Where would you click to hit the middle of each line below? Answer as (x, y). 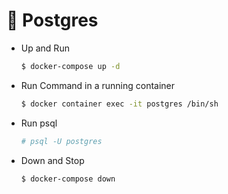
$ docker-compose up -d (70, 66)
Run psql (39, 123)
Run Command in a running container (98, 85)
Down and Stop (52, 160)
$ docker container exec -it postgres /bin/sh (119, 104)
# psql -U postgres (61, 141)
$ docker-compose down (68, 179)
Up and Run (45, 48)
